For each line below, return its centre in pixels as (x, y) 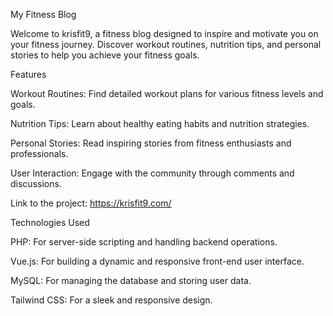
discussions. (36, 183)
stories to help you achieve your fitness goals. (105, 55)
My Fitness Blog (43, 14)
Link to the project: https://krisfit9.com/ (91, 203)
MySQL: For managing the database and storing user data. (131, 280)
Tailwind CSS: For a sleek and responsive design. (111, 300)
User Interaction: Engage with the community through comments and (152, 173)
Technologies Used (50, 222)
